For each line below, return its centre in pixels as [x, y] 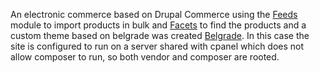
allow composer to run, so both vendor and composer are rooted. [145, 57]
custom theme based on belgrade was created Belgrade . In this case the [160, 35]
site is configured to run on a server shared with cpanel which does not [157, 46]
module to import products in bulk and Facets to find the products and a [158, 25]
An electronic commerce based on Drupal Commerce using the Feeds [154, 14]
